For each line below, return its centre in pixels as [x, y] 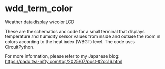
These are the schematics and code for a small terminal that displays [75, 31]
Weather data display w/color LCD [40, 22]
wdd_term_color [39, 9]
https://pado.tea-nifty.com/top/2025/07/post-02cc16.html [64, 61]
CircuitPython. [20, 47]
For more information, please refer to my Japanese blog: [62, 56]
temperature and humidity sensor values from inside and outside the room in [83, 36]
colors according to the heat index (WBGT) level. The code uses [70, 41]
